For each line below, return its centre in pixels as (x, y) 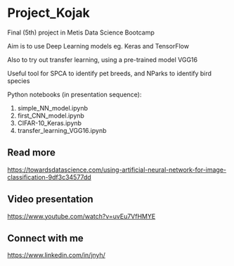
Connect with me (46, 238)
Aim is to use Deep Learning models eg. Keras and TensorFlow (98, 46)
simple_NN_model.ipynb (52, 108)
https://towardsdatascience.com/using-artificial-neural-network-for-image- (117, 170)
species (19, 81)
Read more (32, 153)
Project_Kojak (48, 13)
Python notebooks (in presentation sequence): (74, 94)
